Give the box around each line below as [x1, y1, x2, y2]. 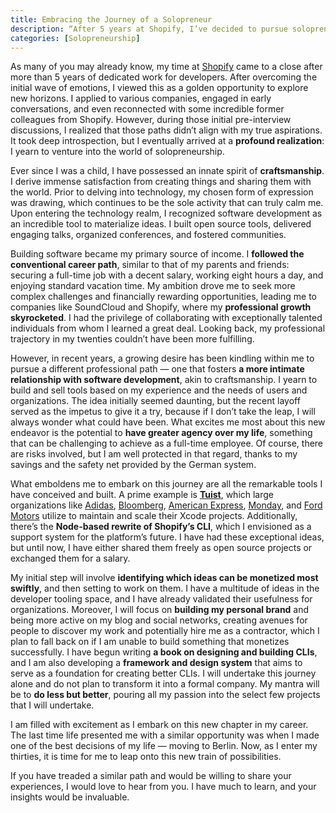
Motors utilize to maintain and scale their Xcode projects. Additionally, [10, 510, 298, 522]
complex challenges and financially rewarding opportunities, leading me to [10, 291, 318, 303]
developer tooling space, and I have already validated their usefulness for [10, 593, 313, 605]
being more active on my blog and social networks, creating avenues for [10, 614, 308, 626]
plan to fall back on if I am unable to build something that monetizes [10, 636, 290, 648]
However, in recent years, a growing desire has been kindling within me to [10, 352, 315, 365]
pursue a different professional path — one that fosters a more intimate [10, 363, 305, 375]
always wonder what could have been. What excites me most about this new [10, 416, 326, 428]
